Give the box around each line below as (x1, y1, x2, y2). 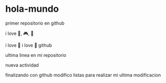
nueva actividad (5, 62, 39, 68)
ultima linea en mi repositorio (5, 52, 67, 58)
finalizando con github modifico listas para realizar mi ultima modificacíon (5, 72, 161, 78)
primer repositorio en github (5, 20, 65, 26)
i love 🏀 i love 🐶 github (5, 42, 52, 48)
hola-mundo (5, 3, 59, 15)
